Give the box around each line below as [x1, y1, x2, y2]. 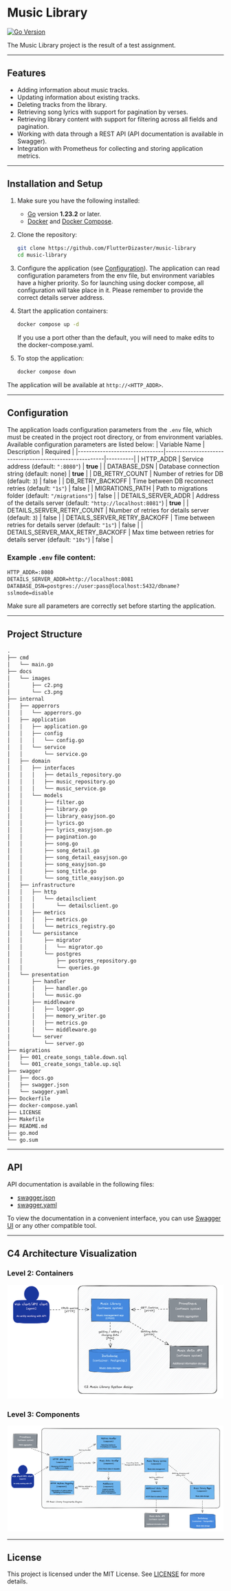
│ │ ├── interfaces [7, 764, 76, 771]
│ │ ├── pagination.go [7, 833, 97, 840]
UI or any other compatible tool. [7, 1221, 97, 1229]
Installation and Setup [7, 178, 103, 190]
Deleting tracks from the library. [16, 100, 108, 108]
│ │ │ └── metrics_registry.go [7, 923, 115, 930]
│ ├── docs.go [7, 1074, 54, 1081]
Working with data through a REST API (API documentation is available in [16, 130, 223, 138]
